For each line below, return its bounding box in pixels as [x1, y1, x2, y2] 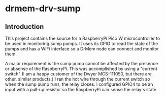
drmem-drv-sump [5, 3, 81, 14]
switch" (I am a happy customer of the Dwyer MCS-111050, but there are [5, 71, 152, 76]
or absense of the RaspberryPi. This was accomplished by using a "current [5, 66, 158, 72]
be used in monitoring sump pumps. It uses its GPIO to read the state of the [5, 41, 158, 47]
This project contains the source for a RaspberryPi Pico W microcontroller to [5, 35, 160, 41]
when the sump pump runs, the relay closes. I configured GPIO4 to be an [5, 81, 153, 87]
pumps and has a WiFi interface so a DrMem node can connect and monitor [5, 46, 159, 51]
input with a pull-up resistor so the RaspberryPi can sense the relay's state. [5, 87, 158, 92]
